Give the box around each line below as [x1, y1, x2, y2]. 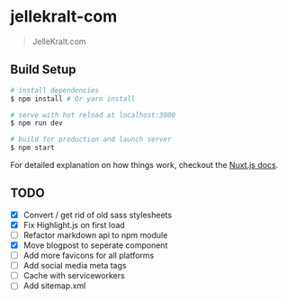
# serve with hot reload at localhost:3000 [10, 110, 176, 119]
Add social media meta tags [22, 260, 127, 271]
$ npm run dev [10, 119, 64, 128]
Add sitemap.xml [22, 280, 86, 291]
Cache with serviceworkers [22, 270, 125, 281]
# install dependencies [10, 85, 100, 95]
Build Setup [10, 62, 76, 77]
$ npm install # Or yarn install [10, 94, 136, 103]
